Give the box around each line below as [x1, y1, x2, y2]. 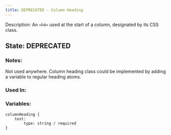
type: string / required [23, 121, 77, 126]
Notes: [5, 57, 22, 64]
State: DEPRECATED [5, 42, 71, 50]
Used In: [5, 87, 27, 94]
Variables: [5, 100, 32, 107]
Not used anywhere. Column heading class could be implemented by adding [5, 68, 166, 74]
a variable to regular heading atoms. [5, 74, 82, 80]
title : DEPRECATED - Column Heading [5, 7, 83, 13]
